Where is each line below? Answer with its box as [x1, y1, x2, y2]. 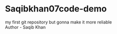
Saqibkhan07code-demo [5, 3, 107, 14]
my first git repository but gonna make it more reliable [5, 19, 112, 25]
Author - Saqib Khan [5, 24, 46, 30]
